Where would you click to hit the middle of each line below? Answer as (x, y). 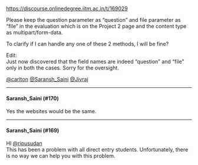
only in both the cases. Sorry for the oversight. (63, 68)
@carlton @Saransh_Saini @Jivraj (47, 79)
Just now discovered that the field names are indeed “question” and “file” (95, 62)
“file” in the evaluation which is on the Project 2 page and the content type (96, 26)
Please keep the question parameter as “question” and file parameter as (93, 20)
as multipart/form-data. (34, 32)
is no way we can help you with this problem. (61, 156)
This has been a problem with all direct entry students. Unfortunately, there (97, 150)
